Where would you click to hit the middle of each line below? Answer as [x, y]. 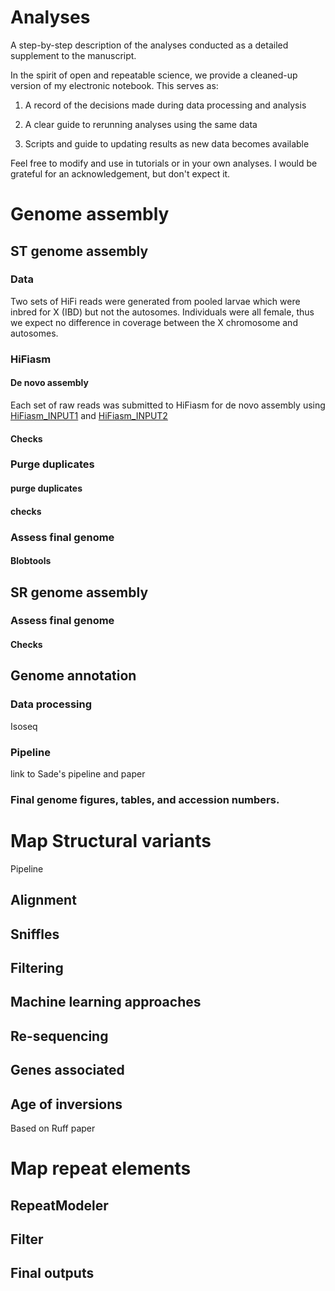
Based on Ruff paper [53, 1128]
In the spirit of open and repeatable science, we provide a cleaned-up [154, 75]
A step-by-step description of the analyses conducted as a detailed [149, 45]
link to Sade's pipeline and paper [78, 774]
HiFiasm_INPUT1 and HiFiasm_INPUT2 [89, 415]
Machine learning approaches [106, 1002]
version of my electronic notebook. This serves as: [114, 85]
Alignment [43, 900]
